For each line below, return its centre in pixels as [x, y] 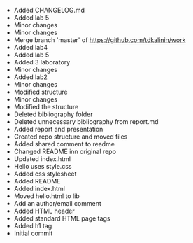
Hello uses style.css [43, 166]
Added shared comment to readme [64, 144]
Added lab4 [31, 47]
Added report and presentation [58, 129]
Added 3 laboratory [42, 62]
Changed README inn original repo [65, 151]
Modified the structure [46, 107]
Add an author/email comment [57, 203]
